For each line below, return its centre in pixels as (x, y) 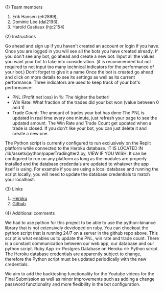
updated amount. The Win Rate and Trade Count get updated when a (82, 123)
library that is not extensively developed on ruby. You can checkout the (77, 228)
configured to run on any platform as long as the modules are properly (76, 158)
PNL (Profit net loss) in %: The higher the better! (61, 97)
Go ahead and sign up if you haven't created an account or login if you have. (82, 46)
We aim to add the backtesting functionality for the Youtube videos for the (80, 274)
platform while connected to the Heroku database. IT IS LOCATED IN (74, 148)
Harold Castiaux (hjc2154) (38, 27)
